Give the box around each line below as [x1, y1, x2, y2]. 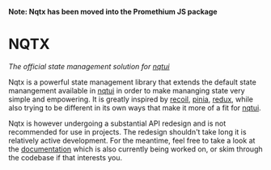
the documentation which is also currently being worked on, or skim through [8, 144, 263, 154]
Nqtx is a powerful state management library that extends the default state [8, 77, 256, 87]
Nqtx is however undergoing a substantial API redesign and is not [8, 118, 227, 128]
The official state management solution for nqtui [8, 61, 170, 71]
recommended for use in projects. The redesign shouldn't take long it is [8, 126, 247, 136]
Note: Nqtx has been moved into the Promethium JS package [8, 7, 218, 16]
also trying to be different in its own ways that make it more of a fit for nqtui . [8, 102, 261, 112]
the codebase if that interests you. [8, 152, 123, 162]
